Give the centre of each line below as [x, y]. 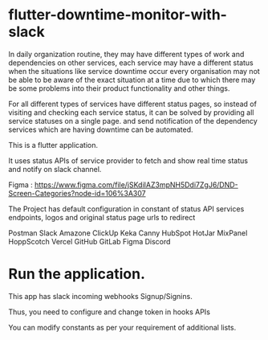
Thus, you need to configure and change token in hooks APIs [110, 312]
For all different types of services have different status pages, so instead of [132, 104]
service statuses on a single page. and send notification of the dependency [133, 121]
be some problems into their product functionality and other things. [119, 88]
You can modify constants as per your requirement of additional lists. [122, 327]
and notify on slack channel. [55, 169]
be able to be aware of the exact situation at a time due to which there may [132, 80]
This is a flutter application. [53, 145]
